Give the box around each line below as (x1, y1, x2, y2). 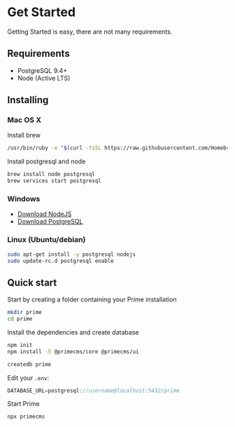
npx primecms (7, 413, 45, 421)
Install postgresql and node (7, 157, 86, 165)
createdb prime (7, 360, 52, 368)
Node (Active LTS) (17, 74, 71, 82)
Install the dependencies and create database (7, 327, 139, 337)
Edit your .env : (7, 373, 50, 382)
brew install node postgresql (7, 171, 96, 178)
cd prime (7, 316, 33, 323)
